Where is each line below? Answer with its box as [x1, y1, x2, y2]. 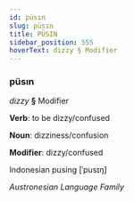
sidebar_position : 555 [9, 37, 94, 47]
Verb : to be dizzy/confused [9, 113, 110, 124]
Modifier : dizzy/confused [9, 148, 104, 158]
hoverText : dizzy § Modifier [9, 46, 118, 55]
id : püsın [9, 12, 46, 22]
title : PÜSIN [9, 29, 58, 38]
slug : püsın [9, 21, 54, 30]
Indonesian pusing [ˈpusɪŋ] [9, 165, 107, 175]
